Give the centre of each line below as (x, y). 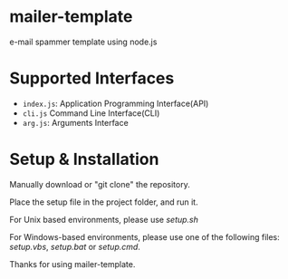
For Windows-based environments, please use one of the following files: (144, 236)
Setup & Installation (84, 159)
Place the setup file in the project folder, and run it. (104, 202)
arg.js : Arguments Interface (75, 122)
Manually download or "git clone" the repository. (100, 184)
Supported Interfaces (92, 78)
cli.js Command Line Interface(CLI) (91, 113)
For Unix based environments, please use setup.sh (104, 219)
